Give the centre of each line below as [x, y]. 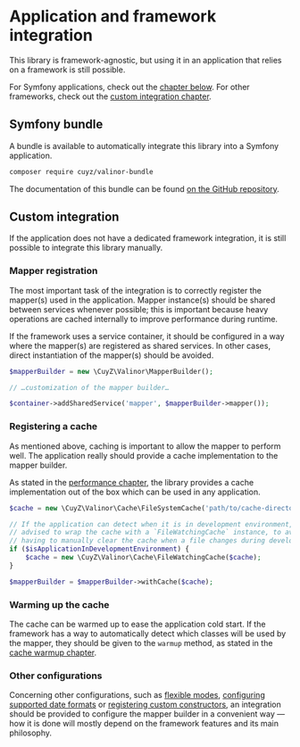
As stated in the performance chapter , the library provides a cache [132, 482]
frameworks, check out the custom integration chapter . [110, 96]
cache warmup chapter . [53, 652]
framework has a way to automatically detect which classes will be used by [148, 633]
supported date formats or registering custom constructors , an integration [145, 705]
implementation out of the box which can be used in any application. [135, 492]
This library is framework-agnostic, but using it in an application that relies [146, 60]
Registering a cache [54, 427]
